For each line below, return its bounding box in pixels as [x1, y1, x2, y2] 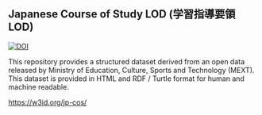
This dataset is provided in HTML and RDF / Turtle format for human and [8, 74, 245, 83]
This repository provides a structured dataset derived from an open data [8, 56, 245, 66]
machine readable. [8, 82, 69, 91]
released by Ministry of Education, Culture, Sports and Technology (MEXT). [8, 65, 255, 75]
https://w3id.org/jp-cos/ [8, 98, 87, 107]
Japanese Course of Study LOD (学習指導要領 [8, 7, 236, 21]
